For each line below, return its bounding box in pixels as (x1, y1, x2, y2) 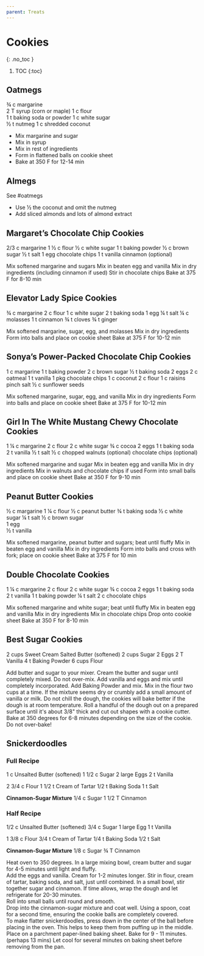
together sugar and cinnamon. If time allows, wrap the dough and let (6, 885, 178, 892)
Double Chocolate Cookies (6, 569, 110, 580)
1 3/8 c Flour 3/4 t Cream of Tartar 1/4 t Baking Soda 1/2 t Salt (6, 835, 161, 842)
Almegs (6, 176, 37, 186)
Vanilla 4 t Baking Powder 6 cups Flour (6, 657, 104, 665)
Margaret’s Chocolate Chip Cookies (6, 228, 144, 238)
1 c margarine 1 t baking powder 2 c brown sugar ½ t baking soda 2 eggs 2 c (6, 368, 198, 375)
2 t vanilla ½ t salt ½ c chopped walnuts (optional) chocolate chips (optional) (6, 449, 198, 456)
